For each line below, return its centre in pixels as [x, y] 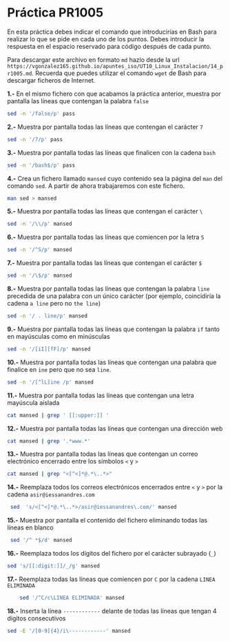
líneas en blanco [30, 527]
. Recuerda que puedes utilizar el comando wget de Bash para [119, 73]
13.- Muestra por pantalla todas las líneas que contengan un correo [103, 454]
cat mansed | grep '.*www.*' [49, 441]
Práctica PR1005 [55, 13]
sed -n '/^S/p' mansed [40, 250]
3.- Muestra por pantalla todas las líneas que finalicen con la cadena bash [111, 152]
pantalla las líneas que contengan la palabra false [78, 101]
